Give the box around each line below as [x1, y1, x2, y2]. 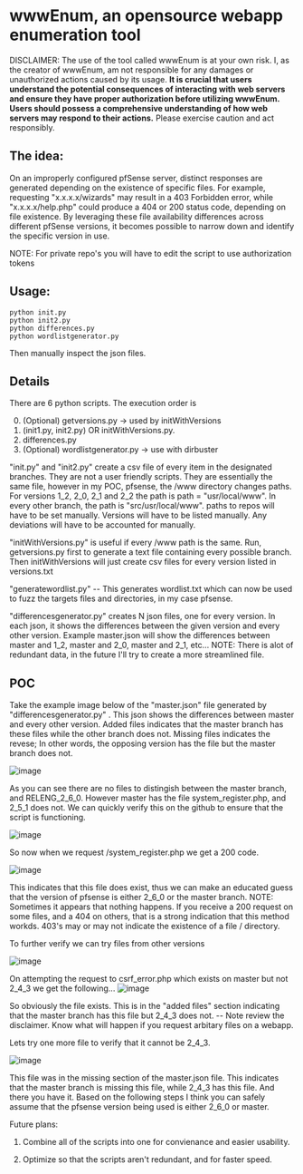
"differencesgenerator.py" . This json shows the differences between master [9, 709, 295, 721]
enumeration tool [9, 24, 142, 45]
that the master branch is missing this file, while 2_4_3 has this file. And [9, 1082, 275, 1093]
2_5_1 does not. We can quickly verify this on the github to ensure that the [9, 802, 283, 813]
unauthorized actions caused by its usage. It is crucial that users [9, 73, 252, 84]
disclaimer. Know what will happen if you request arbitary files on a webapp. [9, 1020, 294, 1031]
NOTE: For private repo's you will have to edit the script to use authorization [9, 247, 292, 258]
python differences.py [9, 324, 95, 333]
